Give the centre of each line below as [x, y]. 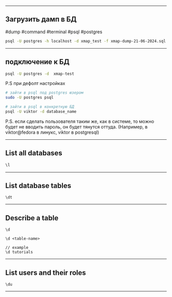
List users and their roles [46, 273]
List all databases [34, 153]
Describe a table [32, 218]
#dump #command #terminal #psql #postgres [54, 32]
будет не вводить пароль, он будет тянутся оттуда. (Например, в [77, 126]
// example [17, 248]
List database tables [38, 186]
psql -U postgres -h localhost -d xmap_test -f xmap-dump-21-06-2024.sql [86, 41]
